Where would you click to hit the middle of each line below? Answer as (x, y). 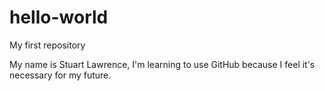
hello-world (59, 17)
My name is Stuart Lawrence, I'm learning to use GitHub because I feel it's (162, 64)
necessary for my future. (60, 75)
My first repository (47, 45)
